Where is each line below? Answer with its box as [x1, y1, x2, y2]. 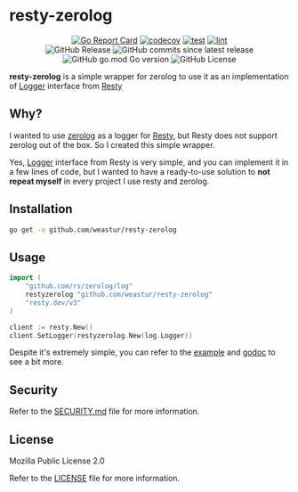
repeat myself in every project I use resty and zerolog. [9, 176, 210, 186]
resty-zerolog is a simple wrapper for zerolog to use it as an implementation [9, 70, 289, 81]
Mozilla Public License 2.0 [9, 455, 105, 466]
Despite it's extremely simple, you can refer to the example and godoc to [9, 347, 276, 357]
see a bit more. [9, 357, 64, 367]
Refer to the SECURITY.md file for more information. [9, 406, 200, 417]
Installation [9, 201, 73, 217]
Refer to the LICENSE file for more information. [9, 473, 181, 483]
